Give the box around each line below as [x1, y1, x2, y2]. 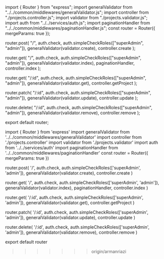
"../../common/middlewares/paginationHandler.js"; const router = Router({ [5, 25, 156, 31]
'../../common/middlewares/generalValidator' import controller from [5, 134, 142, 140]
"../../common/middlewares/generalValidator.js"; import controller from [5, 9, 149, 15]
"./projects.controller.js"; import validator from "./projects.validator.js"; [5, 15, 148, 20]
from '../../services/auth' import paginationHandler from [5, 145, 118, 150]
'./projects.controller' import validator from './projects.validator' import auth [5, 139, 159, 145]
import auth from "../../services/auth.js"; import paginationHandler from [5, 20, 150, 26]
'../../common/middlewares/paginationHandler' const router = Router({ [5, 150, 149, 156]
